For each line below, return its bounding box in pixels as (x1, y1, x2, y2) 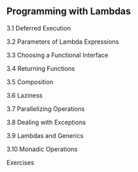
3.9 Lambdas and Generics (6, 131, 84, 139)
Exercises (6, 158, 35, 166)
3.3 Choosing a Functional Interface (6, 51, 109, 59)
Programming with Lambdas (6, 6, 131, 17)
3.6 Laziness (6, 91, 43, 99)
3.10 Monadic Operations (6, 145, 78, 153)
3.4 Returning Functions (6, 64, 76, 72)
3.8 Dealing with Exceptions (6, 118, 86, 126)
